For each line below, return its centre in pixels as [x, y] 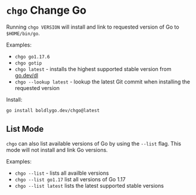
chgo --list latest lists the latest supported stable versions [89, 185]
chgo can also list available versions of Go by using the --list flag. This [94, 143]
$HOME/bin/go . [23, 33]
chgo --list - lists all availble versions [62, 173]
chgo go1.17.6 [32, 57]
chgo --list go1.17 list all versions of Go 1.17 [70, 179]
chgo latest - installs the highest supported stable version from [93, 69]
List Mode [25, 129]
